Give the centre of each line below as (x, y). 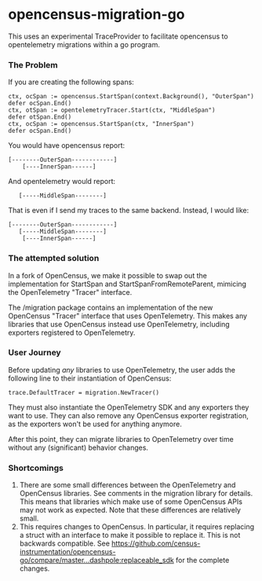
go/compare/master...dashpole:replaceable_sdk (96, 561)
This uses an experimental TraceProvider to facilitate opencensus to (118, 36)
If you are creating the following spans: (71, 82)
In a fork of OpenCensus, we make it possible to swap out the (108, 275)
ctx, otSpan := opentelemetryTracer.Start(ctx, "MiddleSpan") (112, 110)
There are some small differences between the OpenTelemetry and (127, 485)
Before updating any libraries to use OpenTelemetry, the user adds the (122, 370)
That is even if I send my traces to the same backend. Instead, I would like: (129, 211)
